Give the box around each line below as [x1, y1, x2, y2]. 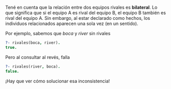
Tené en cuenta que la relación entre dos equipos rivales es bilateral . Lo [5, 5, 158, 10]
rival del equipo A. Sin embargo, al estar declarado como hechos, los [5, 15, 151, 21]
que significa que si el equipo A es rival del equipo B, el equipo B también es [5, 10, 166, 16]
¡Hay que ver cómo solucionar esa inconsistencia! [5, 78, 110, 84]
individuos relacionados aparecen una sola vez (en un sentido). [5, 20, 139, 26]
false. [5, 69, 19, 74]
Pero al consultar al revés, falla [5, 54, 70, 60]
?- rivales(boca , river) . [5, 40, 60, 45]
